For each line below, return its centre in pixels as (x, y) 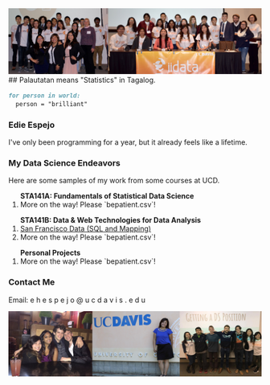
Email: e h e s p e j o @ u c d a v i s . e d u (77, 300)
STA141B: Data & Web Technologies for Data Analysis (110, 220)
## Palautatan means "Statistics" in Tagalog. (82, 80)
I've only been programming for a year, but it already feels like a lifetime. (128, 142)
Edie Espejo (31, 125)
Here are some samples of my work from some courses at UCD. (114, 181)
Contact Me (32, 282)
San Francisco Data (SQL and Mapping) (85, 229)
